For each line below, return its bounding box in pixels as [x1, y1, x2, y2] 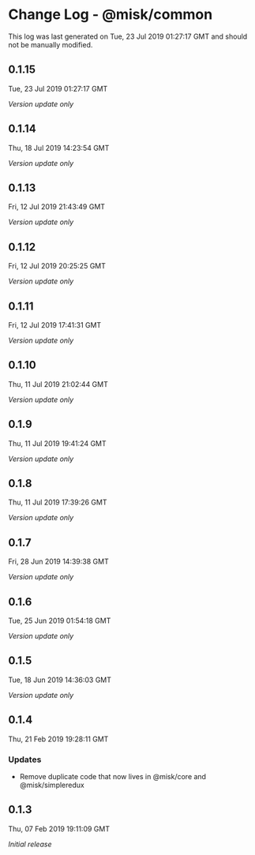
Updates [8, 754, 42, 765]
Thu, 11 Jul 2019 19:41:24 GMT [8, 438, 107, 448]
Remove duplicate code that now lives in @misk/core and [19, 771, 207, 781]
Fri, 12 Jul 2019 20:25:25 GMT [8, 261, 107, 271]
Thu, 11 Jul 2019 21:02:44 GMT [8, 379, 108, 388]
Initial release [8, 839, 52, 849]
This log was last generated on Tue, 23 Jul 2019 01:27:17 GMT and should [8, 32, 248, 41]
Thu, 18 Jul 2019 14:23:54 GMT [8, 143, 110, 152]
